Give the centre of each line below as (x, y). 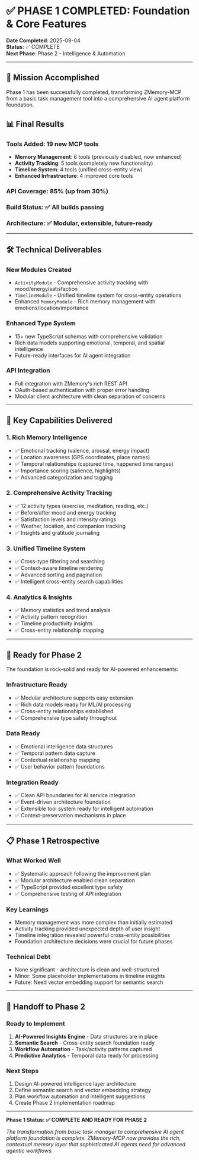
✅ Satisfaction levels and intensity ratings (65, 519)
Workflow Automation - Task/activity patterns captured (83, 1049)
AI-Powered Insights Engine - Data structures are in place (86, 1037)
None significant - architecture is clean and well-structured (87, 970)
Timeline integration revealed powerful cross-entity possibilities (92, 935)
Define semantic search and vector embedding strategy (83, 1090)
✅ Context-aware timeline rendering (59, 568)
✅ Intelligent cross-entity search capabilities (69, 582)
